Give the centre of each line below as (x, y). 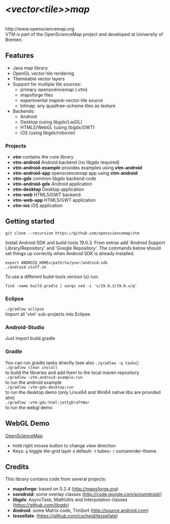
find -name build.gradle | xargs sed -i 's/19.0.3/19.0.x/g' (71, 286)
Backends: (24, 111)
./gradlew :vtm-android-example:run (44, 377)
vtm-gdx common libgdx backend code (54, 178)
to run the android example (33, 382)
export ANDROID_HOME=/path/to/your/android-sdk (57, 263)
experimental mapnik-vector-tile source (61, 100)
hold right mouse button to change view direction (64, 445)
